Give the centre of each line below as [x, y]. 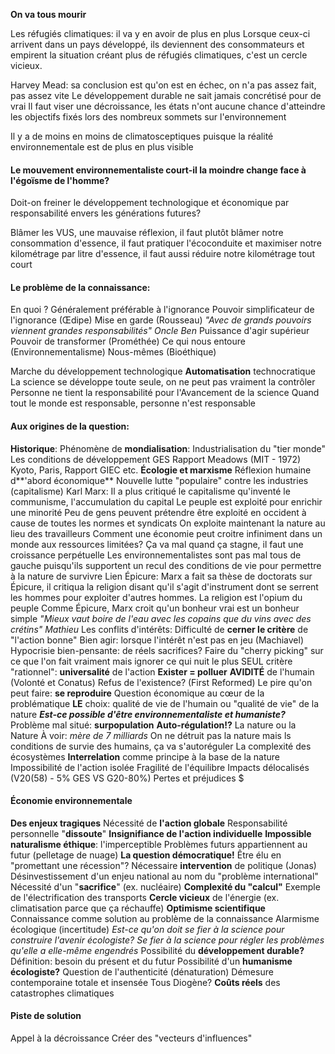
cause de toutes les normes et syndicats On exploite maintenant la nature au [168, 523]
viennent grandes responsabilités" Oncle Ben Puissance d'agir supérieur [160, 331]
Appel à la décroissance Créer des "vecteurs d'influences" [131, 1038]
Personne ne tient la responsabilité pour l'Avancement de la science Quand [165, 393]
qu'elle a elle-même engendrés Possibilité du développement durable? [157, 950]
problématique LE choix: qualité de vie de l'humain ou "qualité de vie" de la [165, 703]
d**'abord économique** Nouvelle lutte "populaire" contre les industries [159, 480]
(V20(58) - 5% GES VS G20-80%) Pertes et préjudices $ [127, 778]
